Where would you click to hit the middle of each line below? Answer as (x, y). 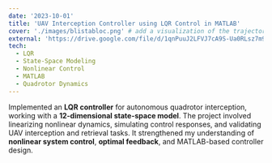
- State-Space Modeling (55, 62)
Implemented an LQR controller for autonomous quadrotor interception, (127, 107)
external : (25, 39)
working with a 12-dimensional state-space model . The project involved (130, 115)
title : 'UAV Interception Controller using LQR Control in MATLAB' (125, 24)
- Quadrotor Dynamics (52, 84)
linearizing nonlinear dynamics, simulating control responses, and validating (135, 124)
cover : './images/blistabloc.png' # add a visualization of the (119, 31)
